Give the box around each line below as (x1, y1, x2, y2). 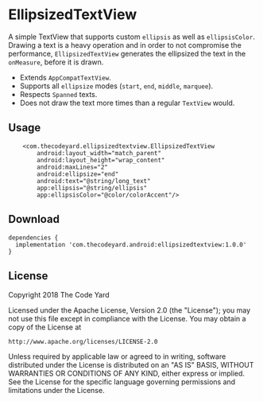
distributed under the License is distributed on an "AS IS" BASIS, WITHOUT (8, 360, 254, 370)
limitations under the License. (8, 386, 105, 395)
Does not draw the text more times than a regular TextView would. (19, 98, 235, 107)
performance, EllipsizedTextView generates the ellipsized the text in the (8, 49, 246, 58)
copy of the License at (8, 322, 82, 332)
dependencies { (8, 233, 59, 242)
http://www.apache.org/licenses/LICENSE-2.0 (8, 338, 158, 346)
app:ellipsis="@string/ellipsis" (37, 184, 148, 192)
